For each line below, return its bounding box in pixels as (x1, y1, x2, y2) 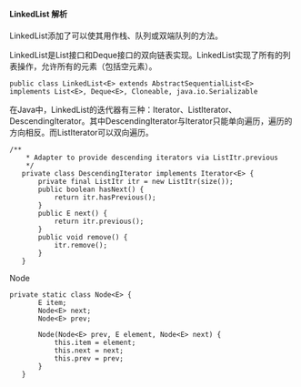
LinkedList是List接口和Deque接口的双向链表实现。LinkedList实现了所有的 (9, 50, 284, 61)
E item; (37, 299, 67, 308)
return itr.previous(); (54, 217, 145, 227)
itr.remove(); (54, 241, 107, 250)
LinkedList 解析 (9, 8, 68, 19)
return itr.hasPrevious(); (54, 193, 156, 202)
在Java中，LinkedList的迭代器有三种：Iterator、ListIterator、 (9, 105, 237, 116)
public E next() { (37, 209, 107, 219)
